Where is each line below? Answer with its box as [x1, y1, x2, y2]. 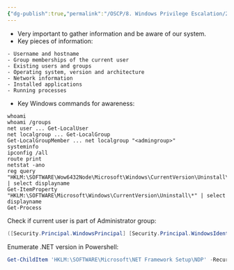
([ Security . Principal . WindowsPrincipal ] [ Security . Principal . [7, 230, 192, 237]
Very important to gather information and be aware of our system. [17, 29, 207, 38]
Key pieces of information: [17, 36, 93, 45]
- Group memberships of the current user [7, 57, 130, 63]
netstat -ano [7, 161, 45, 168]
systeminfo [7, 143, 39, 150]
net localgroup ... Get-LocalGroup [7, 130, 111, 138]
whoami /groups [7, 119, 52, 126]
